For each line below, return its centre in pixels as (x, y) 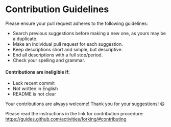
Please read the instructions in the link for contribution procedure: (75, 114)
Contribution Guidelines (57, 9)
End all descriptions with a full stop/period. (58, 55)
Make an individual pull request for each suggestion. (68, 44)
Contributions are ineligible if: (38, 72)
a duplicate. (25, 39)
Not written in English (35, 89)
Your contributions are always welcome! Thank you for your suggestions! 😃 (85, 104)
